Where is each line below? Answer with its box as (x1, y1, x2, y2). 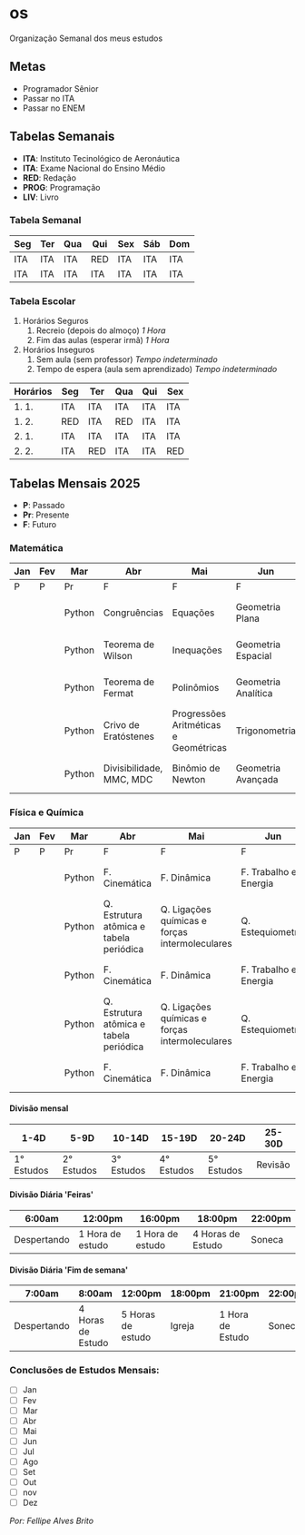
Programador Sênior (22, 83, 99, 93)
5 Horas (121, 1308, 156, 1321)
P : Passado (22, 499, 65, 510)
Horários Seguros (22, 316, 89, 327)
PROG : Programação (22, 182, 101, 192)
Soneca (251, 1233, 284, 1245)
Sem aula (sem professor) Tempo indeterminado (35, 354, 218, 365)
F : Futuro (22, 518, 57, 529)
